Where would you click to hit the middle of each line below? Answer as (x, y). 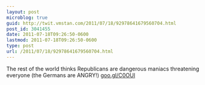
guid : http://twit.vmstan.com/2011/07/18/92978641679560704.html (91, 23)
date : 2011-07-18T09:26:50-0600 (47, 35)
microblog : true (27, 18)
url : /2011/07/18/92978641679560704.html (60, 52)
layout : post (23, 12)
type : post (20, 46)
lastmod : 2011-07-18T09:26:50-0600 (52, 40)
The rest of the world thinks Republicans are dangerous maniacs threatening (103, 69)
